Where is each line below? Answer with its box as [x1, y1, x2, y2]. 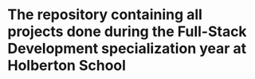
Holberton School [7, 57, 127, 75]
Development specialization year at [7, 40, 247, 57]
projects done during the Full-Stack [7, 22, 248, 41]
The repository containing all [7, 6, 202, 24]
